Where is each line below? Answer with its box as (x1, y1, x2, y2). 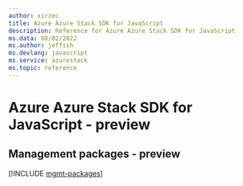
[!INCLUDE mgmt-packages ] (8, 168, 103, 178)
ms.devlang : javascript (8, 49, 89, 57)
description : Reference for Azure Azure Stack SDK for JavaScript (8, 26, 236, 34)
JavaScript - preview (8, 115, 151, 133)
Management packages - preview (8, 148, 181, 161)
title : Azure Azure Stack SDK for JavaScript (8, 19, 163, 27)
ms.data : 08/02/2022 (8, 34, 78, 42)
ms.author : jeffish (8, 42, 74, 50)
